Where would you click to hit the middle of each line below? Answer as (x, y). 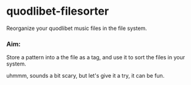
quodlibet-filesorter (58, 11)
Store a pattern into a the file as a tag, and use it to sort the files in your (95, 57)
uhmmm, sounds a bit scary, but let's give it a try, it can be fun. (85, 76)
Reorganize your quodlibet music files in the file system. (77, 28)
